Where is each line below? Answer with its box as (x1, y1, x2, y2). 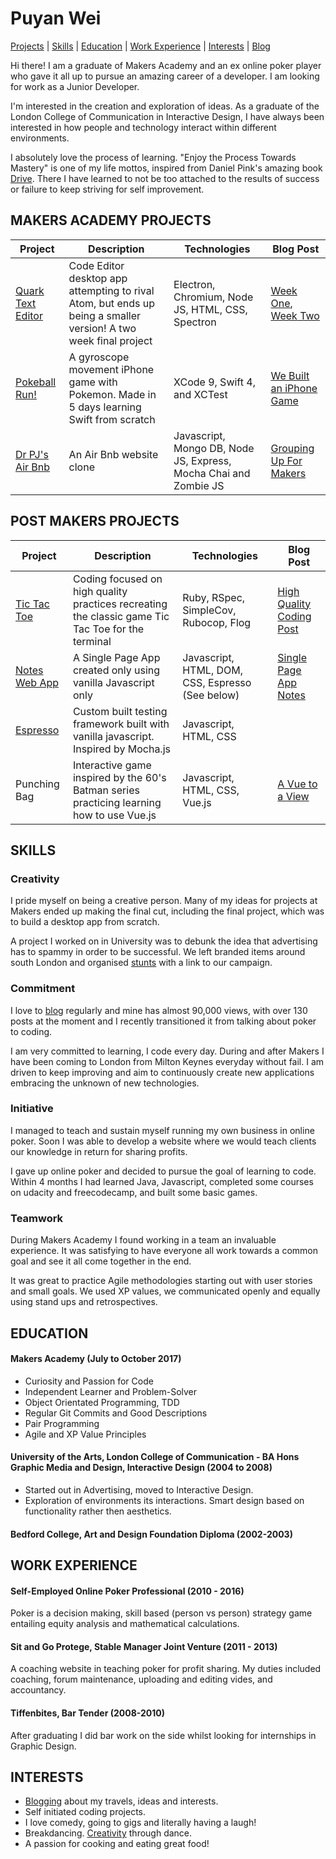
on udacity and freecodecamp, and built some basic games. (10, 1186, 258, 1198)
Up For (270, 453, 303, 467)
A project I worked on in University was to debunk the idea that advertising (10, 935, 318, 947)
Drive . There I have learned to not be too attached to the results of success (10, 172, 320, 184)
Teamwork (10, 1211, 64, 1225)
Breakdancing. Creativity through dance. (24, 1827, 193, 1839)
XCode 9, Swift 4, (173, 375, 256, 389)
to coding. (10, 1025, 53, 1037)
